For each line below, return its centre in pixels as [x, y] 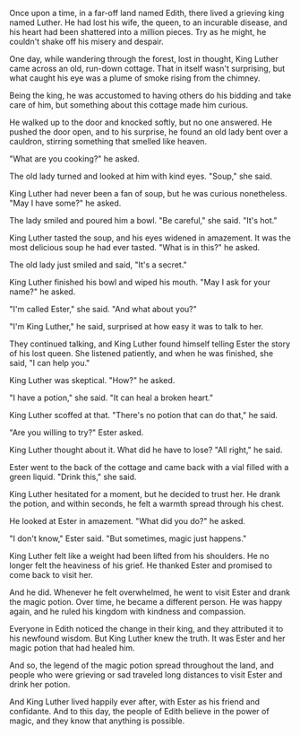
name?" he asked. [43, 292]
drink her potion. [40, 684]
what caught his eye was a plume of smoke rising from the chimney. [135, 78]
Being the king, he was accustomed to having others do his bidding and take [150, 95]
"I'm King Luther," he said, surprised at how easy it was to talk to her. [137, 326]
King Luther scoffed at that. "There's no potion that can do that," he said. [144, 415]
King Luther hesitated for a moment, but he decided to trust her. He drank [145, 494]
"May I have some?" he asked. [65, 203]
